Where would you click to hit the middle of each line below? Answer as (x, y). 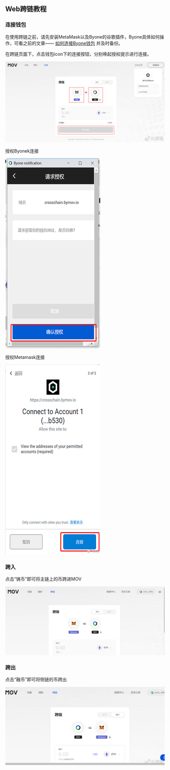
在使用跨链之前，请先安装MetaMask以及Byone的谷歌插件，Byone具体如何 (83, 36)
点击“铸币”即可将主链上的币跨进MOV (44, 579)
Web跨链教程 (26, 9)
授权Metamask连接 (25, 357)
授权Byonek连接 (22, 151)
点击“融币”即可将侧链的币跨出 (36, 680)
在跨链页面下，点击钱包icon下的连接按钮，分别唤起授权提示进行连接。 (78, 54)
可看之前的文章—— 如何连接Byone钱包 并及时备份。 (68, 43)
